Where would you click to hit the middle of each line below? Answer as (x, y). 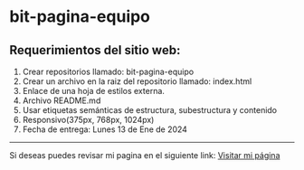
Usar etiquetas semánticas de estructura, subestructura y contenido (150, 110)
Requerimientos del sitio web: (95, 50)
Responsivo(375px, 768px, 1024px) (88, 120)
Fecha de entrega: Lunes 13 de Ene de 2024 (105, 129)
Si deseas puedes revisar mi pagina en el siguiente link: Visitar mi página (145, 155)
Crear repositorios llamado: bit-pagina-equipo (108, 71)
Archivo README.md (62, 100)
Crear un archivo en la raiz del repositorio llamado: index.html (137, 81)
